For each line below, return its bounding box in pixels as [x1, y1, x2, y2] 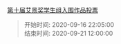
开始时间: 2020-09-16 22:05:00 [24, 21, 115, 29]
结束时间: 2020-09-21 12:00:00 [24, 30, 113, 37]
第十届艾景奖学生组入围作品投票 [7, 6, 98, 14]
